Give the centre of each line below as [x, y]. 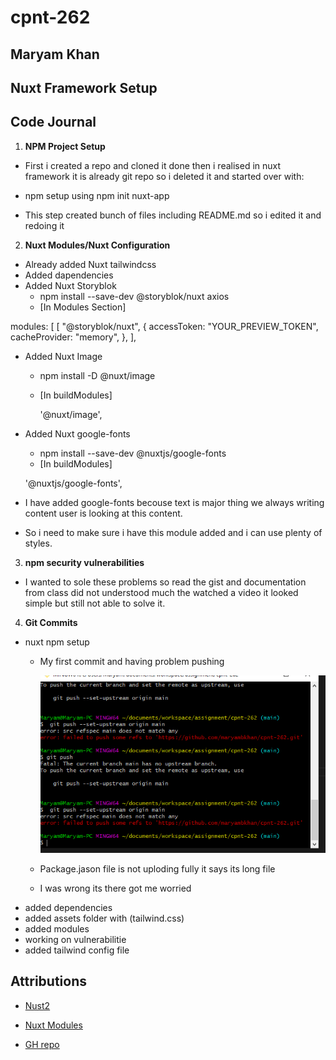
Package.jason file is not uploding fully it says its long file [157, 869]
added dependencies [68, 907]
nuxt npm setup [57, 642]
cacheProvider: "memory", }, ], [73, 337]
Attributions [49, 981]
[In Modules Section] [83, 307]
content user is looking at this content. [103, 513]
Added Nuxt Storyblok [70, 285]
